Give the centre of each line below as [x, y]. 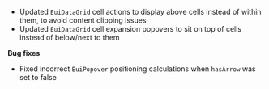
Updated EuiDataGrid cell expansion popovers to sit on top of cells [130, 29]
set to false [38, 77]
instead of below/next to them [69, 37]
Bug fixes [24, 53]
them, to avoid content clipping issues [83, 20]
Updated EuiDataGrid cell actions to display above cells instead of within [140, 12]
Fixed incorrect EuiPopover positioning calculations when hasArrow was [137, 69]
